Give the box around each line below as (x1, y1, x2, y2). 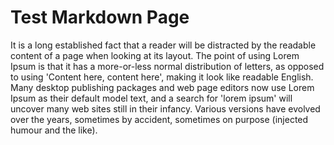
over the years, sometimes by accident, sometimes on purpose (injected (10, 113, 309, 125)
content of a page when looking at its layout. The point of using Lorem (10, 49, 300, 61)
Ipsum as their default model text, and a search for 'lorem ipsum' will (10, 92, 293, 104)
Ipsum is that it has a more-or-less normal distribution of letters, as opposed (10, 60, 325, 72)
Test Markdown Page (10, 6, 190, 29)
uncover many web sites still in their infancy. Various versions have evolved (10, 102, 321, 115)
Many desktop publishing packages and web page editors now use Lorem (10, 81, 315, 93)
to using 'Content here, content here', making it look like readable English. (10, 71, 314, 83)
